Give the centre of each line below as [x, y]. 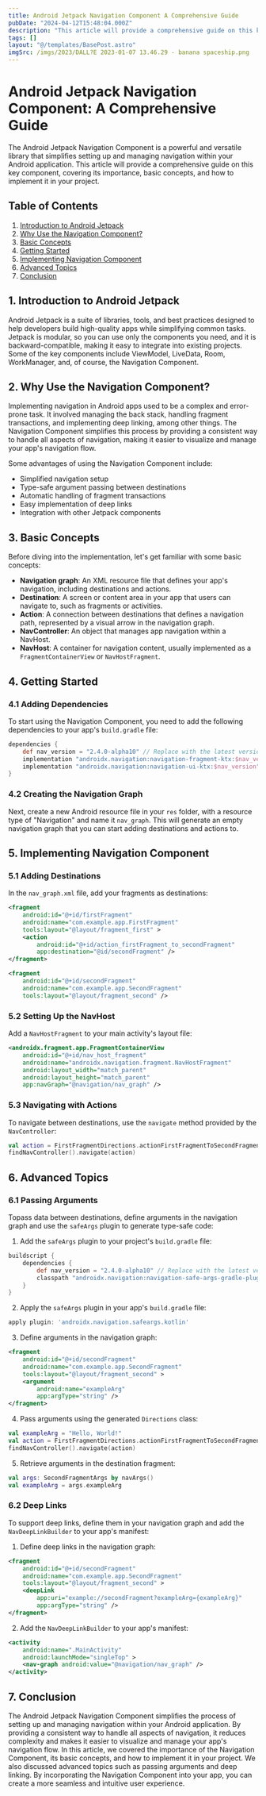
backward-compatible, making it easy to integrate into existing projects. [125, 345]
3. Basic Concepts [54, 538]
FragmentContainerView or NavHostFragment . [90, 656]
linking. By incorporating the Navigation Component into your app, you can [130, 1775]
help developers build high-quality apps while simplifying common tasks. [127, 328]
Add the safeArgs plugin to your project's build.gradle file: [116, 1241]
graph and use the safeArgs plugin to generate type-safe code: [111, 1226]
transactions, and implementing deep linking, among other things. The [123, 423]
